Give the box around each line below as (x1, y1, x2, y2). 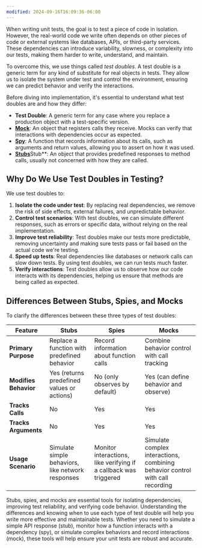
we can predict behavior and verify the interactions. (6, 82, 134, 89)
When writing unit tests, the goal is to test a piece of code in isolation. (6, 25, 179, 33)
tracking (144, 359, 168, 368)
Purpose (9, 351, 34, 360)
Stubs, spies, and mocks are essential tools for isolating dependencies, (6, 497, 182, 504)
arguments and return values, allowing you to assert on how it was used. (14, 143, 195, 151)
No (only (94, 373, 119, 381)
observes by (94, 380, 129, 389)
